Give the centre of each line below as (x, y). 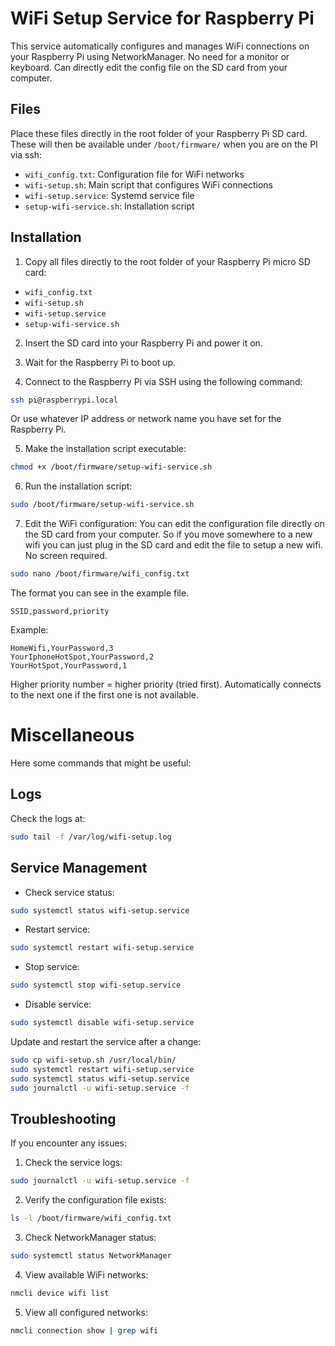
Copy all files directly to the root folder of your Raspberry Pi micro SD (167, 261)
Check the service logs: (73, 1163)
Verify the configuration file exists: (95, 1200)
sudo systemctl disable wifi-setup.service (102, 1023)
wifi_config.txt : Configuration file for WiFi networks (134, 174)
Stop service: (52, 967)
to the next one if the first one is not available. (105, 695)
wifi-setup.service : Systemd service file (109, 195)
